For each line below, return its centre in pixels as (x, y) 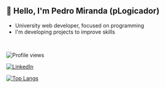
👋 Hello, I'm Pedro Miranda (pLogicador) (83, 11)
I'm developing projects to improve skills (65, 32)
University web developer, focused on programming (79, 25)
